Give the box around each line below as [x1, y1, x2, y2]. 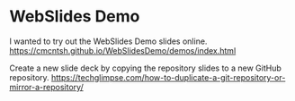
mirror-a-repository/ [9, 81, 84, 92]
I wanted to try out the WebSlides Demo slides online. [9, 36, 208, 46]
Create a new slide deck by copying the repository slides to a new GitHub [9, 63, 282, 73]
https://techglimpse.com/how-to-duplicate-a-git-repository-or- [50, 72, 286, 82]
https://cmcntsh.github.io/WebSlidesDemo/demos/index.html [9, 45, 237, 55]
